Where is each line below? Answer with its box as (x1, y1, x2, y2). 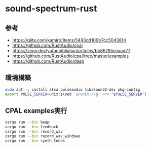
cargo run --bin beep (5, 120, 50, 125)
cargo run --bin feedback (5, 124, 58, 130)
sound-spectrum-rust (5, 3, 97, 14)
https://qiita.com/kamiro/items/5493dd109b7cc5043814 (12, 37, 127, 43)
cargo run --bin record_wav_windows (5, 134, 80, 139)
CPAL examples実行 (5, 107, 68, 115)
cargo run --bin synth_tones (5, 138, 65, 143)
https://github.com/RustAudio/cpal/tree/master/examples (12, 53, 129, 59)
